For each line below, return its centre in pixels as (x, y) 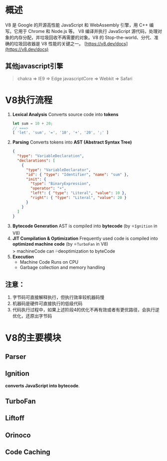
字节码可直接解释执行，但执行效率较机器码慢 (58, 298)
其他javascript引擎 (34, 66)
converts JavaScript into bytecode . (42, 385)
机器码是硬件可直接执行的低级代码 (47, 304)
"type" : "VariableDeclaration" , (51, 156)
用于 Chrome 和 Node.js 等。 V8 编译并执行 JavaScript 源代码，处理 (88, 31)
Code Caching (28, 452)
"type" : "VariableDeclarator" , (58, 170)
